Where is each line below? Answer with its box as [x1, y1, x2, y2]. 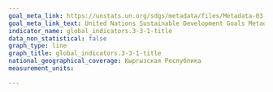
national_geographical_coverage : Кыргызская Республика [8, 57, 201, 65]
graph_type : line [8, 42, 67, 50]
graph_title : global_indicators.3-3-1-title [8, 49, 162, 57]
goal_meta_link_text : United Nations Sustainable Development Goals [8, 19, 245, 27]
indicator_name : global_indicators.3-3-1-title [8, 27, 173, 35]
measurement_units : [8, 65, 75, 73]
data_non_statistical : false [8, 34, 107, 43]
